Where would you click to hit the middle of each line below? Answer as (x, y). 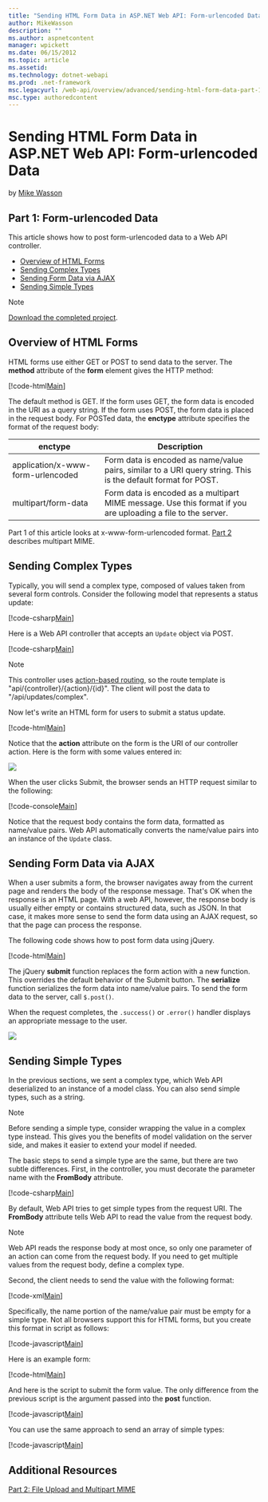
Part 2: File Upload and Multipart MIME (72, 1489)
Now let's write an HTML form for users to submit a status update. (117, 712)
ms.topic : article (39, 61)
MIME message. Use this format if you (175, 502)
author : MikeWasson (41, 23)
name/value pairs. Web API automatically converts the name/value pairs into (134, 830)
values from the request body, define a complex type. (97, 1265)
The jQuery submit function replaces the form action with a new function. (129, 972)
